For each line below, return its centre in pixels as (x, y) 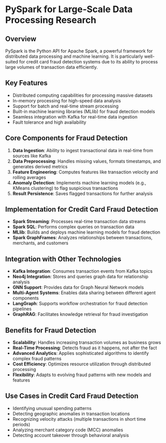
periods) (21, 424)
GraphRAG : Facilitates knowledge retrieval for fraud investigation (80, 314)
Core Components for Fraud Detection (66, 138)
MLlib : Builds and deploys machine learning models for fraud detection (86, 232)
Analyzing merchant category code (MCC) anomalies (68, 430)
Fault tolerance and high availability (49, 122)
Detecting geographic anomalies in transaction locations (71, 414)
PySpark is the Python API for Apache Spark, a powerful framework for (79, 51)
